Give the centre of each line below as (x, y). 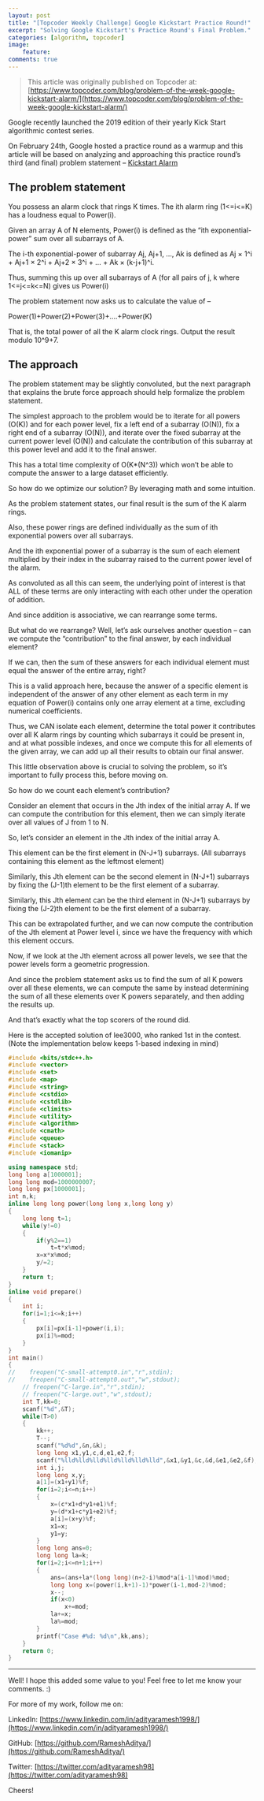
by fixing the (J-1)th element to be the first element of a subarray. (114, 884)
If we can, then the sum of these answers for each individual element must (129, 662)
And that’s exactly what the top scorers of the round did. (99, 1020)
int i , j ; (51, 1468)
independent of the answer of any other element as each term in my (118, 694)
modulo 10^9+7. (33, 340)
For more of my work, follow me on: (66, 1704)
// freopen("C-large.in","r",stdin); (84, 1387)
